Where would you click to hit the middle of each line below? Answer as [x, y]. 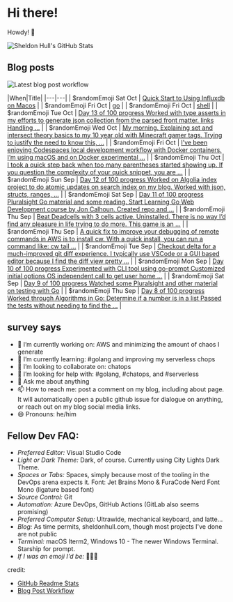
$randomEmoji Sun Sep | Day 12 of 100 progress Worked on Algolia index [112, 179]
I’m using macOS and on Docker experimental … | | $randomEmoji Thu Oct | [116, 157]
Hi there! [33, 13]
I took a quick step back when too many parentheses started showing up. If [115, 165]
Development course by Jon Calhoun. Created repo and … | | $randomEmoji [116, 209]
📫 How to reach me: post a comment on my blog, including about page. [121, 389]
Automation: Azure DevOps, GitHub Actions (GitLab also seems [108, 504]
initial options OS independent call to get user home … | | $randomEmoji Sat [116, 276]
